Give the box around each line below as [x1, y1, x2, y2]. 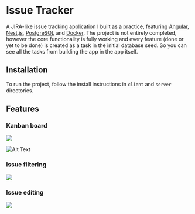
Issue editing [6, 188, 44, 196]
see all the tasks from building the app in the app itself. [6, 48, 138, 55]
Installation [6, 65, 48, 75]
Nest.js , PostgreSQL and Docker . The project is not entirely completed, [6, 29, 177, 36]
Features [6, 104, 39, 114]
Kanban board [6, 122, 48, 130]
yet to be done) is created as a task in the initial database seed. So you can [6, 42, 187, 49]
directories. [6, 86, 34, 94]
